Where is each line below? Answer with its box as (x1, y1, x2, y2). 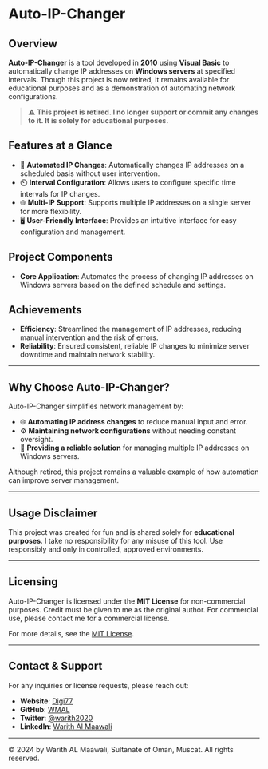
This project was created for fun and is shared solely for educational (8, 528, 235, 537)
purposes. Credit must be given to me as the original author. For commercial (8, 604, 258, 614)
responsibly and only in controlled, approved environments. (8, 544, 203, 554)
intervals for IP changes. (19, 189, 100, 198)
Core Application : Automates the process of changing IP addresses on (19, 271, 254, 281)
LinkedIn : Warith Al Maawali (19, 721, 112, 731)
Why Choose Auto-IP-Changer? (8, 381, 170, 394)
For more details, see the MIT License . (8, 628, 134, 638)
